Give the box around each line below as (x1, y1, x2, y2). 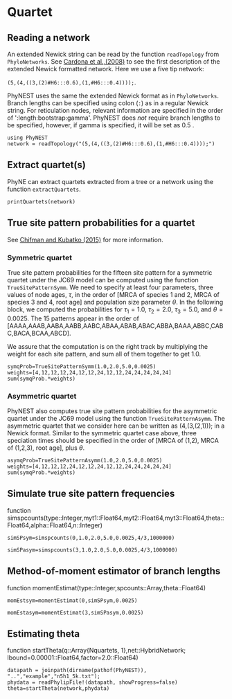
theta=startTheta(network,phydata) (7, 685, 110, 692)
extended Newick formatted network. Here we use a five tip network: (7, 65, 204, 73)
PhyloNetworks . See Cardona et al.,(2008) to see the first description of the (7, 57, 220, 66)
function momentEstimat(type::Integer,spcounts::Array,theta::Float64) (7, 583, 206, 592)
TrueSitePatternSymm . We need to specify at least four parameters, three (7, 283, 213, 291)
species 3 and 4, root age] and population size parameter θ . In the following (7, 298, 224, 306)
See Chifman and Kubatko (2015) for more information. (7, 235, 164, 244)
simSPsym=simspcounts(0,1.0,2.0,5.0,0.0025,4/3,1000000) (7, 534, 175, 541)
